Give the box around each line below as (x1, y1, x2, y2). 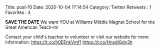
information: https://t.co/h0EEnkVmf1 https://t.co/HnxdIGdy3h (5, 39, 133, 45)
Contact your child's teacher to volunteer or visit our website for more (5, 34, 149, 40)
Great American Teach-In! (5, 24, 59, 30)
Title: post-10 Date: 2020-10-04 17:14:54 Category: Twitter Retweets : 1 (5, 4, 151, 10)
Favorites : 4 (5, 9, 31, 15)
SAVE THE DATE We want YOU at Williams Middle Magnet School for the (5, 19, 155, 25)
